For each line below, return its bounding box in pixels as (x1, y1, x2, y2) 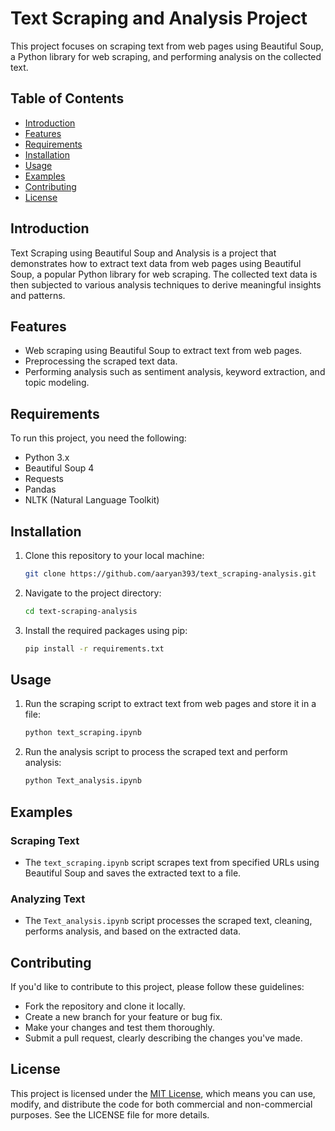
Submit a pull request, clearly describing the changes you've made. (24, 1032, 303, 1044)
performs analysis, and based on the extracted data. (24, 925, 242, 937)
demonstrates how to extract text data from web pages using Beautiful (10, 257, 302, 269)
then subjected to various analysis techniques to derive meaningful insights (10, 278, 322, 291)
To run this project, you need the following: (10, 432, 187, 444)
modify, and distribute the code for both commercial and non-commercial (10, 1098, 313, 1110)
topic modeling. (24, 377, 90, 389)
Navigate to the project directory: (24, 587, 162, 599)
